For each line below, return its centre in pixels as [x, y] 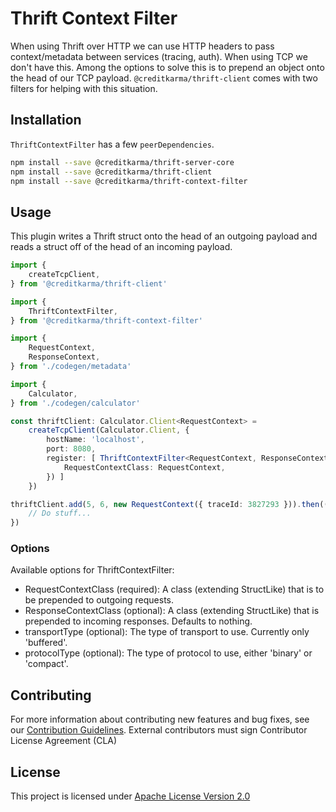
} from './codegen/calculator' [75, 403]
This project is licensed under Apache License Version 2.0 [130, 796]
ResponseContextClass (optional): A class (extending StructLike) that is [172, 611]
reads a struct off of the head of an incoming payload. [121, 247]
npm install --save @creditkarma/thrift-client [111, 172]
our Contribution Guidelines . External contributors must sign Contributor [159, 730]
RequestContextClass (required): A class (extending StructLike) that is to [174, 589]
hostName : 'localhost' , [95, 440]
